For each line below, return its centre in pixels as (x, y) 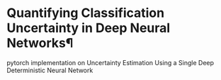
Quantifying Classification (85, 13)
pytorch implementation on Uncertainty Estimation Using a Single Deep (110, 62)
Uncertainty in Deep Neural (89, 28)
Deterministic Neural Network (50, 70)
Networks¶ (40, 43)
